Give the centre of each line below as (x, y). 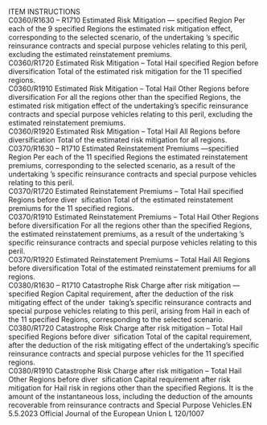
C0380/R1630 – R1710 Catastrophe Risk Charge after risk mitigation (120, 285)
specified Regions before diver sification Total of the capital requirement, (130, 336)
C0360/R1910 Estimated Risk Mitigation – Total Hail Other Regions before (129, 89)
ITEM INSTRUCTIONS (44, 12)
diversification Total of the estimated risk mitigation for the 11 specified (125, 71)
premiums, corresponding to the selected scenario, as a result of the (122, 165)
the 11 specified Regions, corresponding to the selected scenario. (117, 320)
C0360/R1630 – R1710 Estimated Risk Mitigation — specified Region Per (127, 20)
